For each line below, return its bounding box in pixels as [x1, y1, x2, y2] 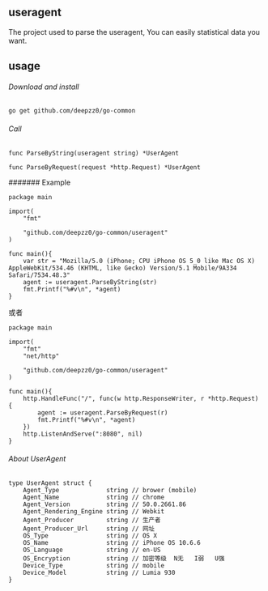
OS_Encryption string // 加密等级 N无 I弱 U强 [23, 554, 225, 563]
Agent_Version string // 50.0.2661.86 [23, 500, 186, 508]
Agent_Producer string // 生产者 [23, 516, 161, 524]
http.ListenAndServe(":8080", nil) [23, 430, 143, 438]
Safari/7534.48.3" [8, 270, 70, 279]
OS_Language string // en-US [23, 546, 161, 554]
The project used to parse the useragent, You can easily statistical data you [8, 27, 261, 36]
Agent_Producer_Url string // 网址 [23, 525, 155, 533]
